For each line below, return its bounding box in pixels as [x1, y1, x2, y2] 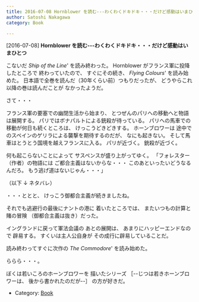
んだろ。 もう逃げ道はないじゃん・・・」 [6, 167, 106, 174]
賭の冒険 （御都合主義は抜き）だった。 [6, 212, 102, 219]
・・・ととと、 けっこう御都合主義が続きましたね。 [6, 192, 132, 199]
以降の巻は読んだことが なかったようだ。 [6, 84, 107, 92]
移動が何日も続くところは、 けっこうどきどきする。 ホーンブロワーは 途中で [6, 124, 192, 131]
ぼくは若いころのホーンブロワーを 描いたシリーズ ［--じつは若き [6, 270, 165, 277]
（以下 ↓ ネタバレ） [6, 180, 55, 187]
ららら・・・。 [6, 257, 43, 265]
